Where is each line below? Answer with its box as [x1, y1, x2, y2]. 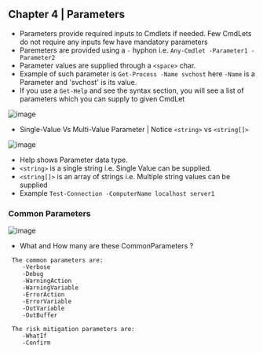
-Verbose [22, 263, 51, 271]
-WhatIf [22, 332, 47, 340]
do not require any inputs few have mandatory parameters [19, 37, 208, 46]
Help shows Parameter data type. [19, 155, 128, 164]
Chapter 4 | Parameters [8, 8, 126, 21]
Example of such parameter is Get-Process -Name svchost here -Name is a [19, 68, 255, 79]
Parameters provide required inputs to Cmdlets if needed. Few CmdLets [19, 28, 252, 38]
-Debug [22, 270, 44, 278]
